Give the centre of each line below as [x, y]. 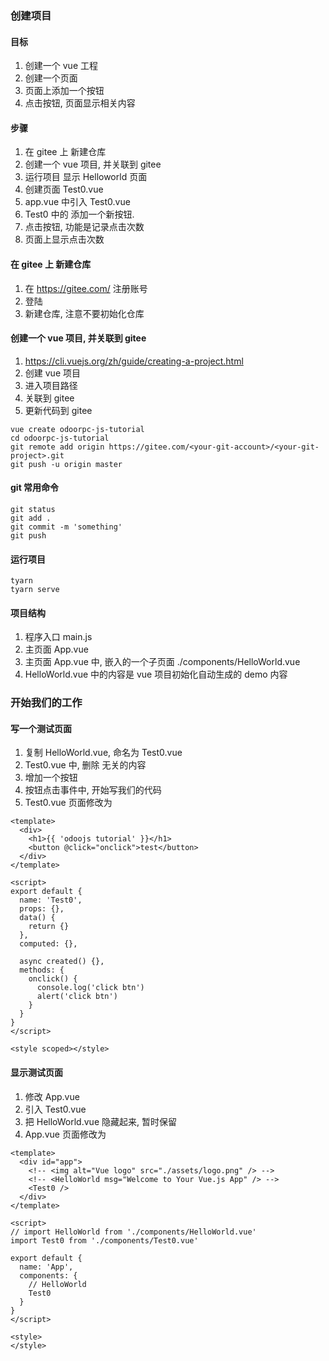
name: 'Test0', [51, 900]
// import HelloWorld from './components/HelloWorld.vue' [133, 1232]
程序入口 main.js [58, 637]
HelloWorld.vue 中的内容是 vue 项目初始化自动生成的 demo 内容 [156, 674]
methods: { [42, 970]
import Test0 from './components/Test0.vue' [104, 1240]
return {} [49, 927]
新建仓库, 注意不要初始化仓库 [84, 313]
